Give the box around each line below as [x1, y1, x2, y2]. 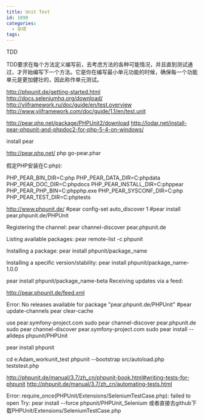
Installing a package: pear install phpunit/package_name [6, 247, 148, 254]
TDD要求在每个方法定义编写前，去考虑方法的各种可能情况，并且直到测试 [6, 61, 188, 68]
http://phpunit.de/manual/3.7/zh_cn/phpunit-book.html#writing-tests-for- [6, 374, 190, 381]
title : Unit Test [6, 9, 50, 15]
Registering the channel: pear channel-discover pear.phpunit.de [6, 223, 166, 231]
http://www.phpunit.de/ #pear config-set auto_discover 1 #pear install [6, 205, 181, 213]
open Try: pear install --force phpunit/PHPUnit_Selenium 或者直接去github [6, 399, 192, 407]
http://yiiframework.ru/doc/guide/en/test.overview [6, 101, 132, 108]
